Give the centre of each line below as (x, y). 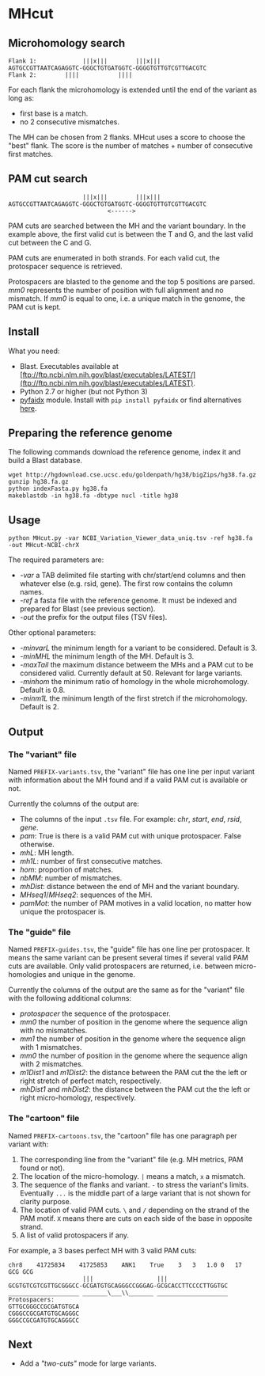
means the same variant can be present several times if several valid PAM (129, 958)
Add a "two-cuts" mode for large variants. (88, 1363)
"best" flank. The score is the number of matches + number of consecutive (131, 146)
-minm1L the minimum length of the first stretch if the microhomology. (133, 698)
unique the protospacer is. (62, 911)
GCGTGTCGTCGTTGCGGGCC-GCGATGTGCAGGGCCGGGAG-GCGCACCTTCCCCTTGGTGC (118, 1286)
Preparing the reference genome (90, 433)
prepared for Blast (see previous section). (87, 609)
